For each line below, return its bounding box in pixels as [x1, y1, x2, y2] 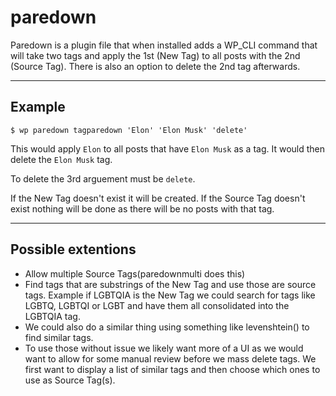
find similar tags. [24, 331, 94, 343]
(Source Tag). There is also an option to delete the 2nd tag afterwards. [10, 60, 301, 72]
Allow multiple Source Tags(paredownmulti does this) [24, 267, 246, 280]
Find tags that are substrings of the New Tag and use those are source [24, 278, 317, 290]
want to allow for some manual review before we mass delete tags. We [24, 352, 317, 365]
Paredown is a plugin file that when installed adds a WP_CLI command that [10, 39, 318, 51]
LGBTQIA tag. [24, 310, 81, 322]
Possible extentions [10, 241, 137, 258]
